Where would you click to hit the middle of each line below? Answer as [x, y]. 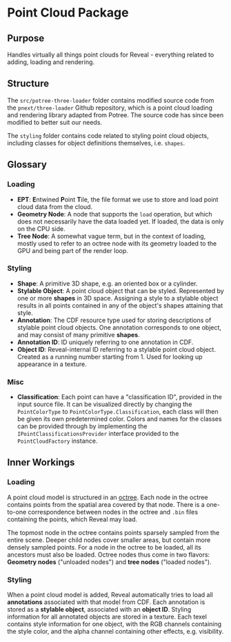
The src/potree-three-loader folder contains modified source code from [111, 100]
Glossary [27, 164]
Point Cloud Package [68, 13]
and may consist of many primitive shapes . [78, 334]
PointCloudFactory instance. [57, 441]
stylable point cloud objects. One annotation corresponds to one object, [119, 327]
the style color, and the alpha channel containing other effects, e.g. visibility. [115, 632]
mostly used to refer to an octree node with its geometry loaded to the [117, 243]
